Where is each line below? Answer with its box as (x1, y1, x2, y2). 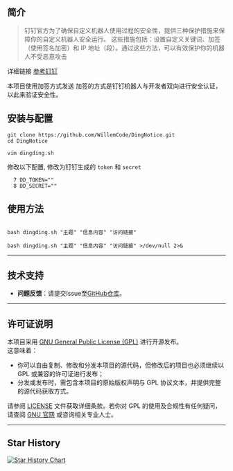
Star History (7, 437, 61, 449)
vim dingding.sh (7, 150, 54, 157)
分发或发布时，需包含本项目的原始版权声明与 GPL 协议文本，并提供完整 (17, 378, 221, 386)
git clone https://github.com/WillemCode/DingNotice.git (7, 131, 175, 139)
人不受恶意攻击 (24, 52, 67, 60)
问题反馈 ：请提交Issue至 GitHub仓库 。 (17, 290, 126, 298)
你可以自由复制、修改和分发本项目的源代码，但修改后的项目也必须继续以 (17, 361, 224, 369)
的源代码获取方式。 (17, 387, 73, 396)
